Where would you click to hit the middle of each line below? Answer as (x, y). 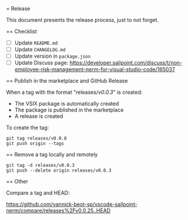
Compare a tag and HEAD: (38, 193)
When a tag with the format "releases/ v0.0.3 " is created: (74, 92)
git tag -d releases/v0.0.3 (41, 165)
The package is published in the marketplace (69, 110)
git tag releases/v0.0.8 (36, 139)
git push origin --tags (35, 144)
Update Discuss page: (41, 63)
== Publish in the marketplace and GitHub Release (67, 81)
